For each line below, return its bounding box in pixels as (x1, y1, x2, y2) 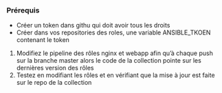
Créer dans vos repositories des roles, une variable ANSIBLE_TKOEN (16, 28, 211, 37)
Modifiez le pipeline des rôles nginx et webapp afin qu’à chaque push (16, 49, 214, 57)
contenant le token (16, 36, 70, 44)
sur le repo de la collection (16, 79, 92, 87)
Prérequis (6, 6, 40, 15)
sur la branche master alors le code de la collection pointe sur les (16, 56, 202, 65)
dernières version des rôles (16, 64, 94, 72)
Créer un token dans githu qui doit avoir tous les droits (16, 21, 170, 30)
